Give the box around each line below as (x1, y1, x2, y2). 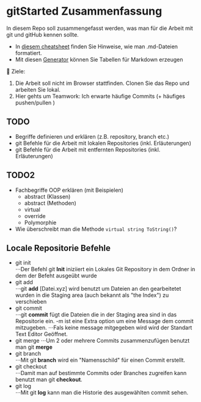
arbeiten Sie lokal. (15, 86, 61, 93)
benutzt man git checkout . (15, 376, 82, 383)
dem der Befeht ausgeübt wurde (15, 272, 97, 279)
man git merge (15, 343, 53, 351)
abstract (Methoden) (24, 199, 76, 206)
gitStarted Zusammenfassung (6, 4, 163, 18)
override (24, 212, 46, 219)
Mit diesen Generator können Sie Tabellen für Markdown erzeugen (15, 56, 183, 63)
